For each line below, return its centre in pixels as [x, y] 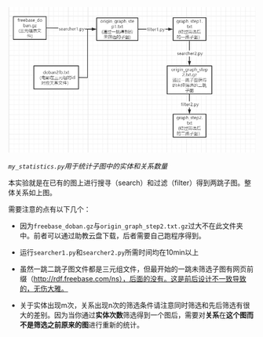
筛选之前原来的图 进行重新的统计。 [88, 325]
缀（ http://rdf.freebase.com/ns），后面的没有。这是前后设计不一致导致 [133, 279]
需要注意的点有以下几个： [49, 209]
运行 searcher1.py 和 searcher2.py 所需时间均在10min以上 [109, 252]
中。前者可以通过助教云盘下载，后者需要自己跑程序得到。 [112, 236]
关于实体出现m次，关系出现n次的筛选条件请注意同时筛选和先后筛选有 [131, 306]
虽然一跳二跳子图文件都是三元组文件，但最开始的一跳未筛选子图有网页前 [136, 269]
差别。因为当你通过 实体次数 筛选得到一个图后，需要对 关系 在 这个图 [140, 315]
